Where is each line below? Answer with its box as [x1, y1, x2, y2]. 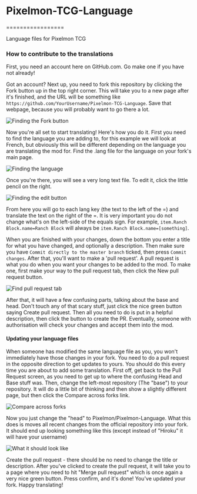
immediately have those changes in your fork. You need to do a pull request [6, 354, 189, 361]
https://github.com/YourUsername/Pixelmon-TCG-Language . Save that [6, 100, 172, 107]
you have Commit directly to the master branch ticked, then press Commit [6, 249, 187, 256]
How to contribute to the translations [6, 50, 113, 58]
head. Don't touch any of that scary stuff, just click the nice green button [6, 302, 182, 310]
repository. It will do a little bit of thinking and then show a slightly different [6, 386, 187, 393]
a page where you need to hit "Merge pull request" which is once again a [6, 469, 183, 476]
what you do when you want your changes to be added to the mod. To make [6, 261, 191, 268]
